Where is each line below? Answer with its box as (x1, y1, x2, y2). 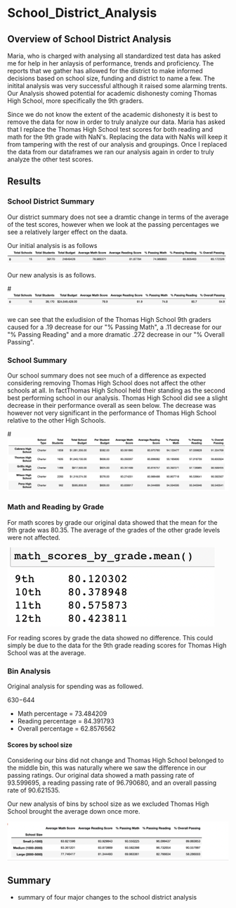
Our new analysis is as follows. (7, 270, 97, 279)
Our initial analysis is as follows (7, 241, 98, 249)
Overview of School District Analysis (7, 33, 172, 45)
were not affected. (7, 533, 61, 542)
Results (7, 175, 41, 187)
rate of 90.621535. (7, 786, 60, 795)
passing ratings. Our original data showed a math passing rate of (7, 771, 195, 780)
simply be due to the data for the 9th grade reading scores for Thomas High (7, 641, 227, 649)
